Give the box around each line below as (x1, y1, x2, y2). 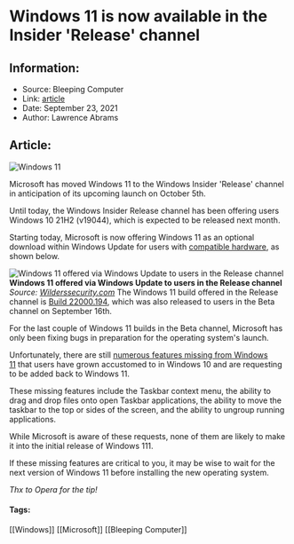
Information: (9, 60, 80, 75)
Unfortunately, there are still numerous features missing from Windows (9, 349, 268, 360)
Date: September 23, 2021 (21, 103, 118, 113)
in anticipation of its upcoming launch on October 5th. (9, 188, 206, 199)
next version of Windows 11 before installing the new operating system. (9, 467, 269, 477)
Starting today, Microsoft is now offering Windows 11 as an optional (9, 232, 255, 242)
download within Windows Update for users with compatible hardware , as (9, 241, 280, 252)
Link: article (21, 93, 65, 104)
